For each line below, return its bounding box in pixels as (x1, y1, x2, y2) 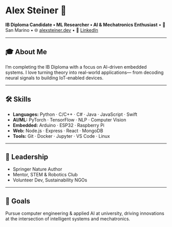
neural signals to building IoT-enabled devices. (5, 74, 104, 81)
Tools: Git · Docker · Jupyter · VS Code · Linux (12, 133, 110, 139)
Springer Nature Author (12, 166, 62, 172)
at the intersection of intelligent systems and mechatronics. (5, 216, 131, 222)
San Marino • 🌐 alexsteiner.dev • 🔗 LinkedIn (5, 27, 98, 33)
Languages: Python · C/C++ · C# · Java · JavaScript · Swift (12, 111, 137, 117)
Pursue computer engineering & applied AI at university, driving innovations (5, 210, 165, 217)
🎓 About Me (5, 48, 47, 56)
